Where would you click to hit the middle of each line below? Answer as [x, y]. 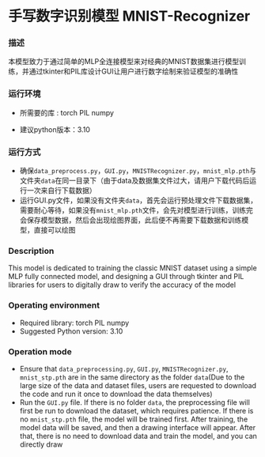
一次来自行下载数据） [61, 191]
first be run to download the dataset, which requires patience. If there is [136, 410]
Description [31, 251]
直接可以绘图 [55, 230]
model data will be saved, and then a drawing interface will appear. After [138, 427]
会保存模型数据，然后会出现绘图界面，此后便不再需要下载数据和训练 [131, 220]
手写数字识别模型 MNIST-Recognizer [129, 16]
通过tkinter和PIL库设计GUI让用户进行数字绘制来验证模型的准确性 [134, 71]
